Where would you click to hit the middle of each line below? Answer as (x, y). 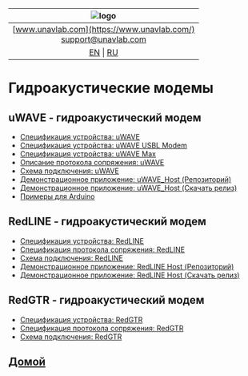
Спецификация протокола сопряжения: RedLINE (102, 249)
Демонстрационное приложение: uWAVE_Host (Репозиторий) (126, 179)
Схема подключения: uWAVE (70, 171)
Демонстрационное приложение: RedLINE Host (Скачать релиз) (130, 275)
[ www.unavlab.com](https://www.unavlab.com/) (104, 29)
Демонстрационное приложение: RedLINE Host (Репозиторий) (127, 266)
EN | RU (104, 53)
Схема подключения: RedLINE (72, 258)
